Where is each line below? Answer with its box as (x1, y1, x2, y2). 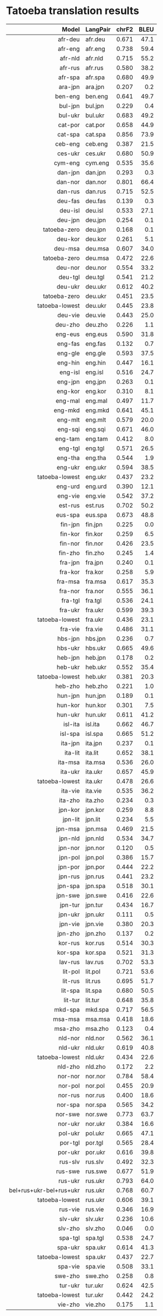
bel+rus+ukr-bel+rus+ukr (9, 1186, 80, 1194)
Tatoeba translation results (6, 4, 140, 18)
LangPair (85, 25, 111, 33)
